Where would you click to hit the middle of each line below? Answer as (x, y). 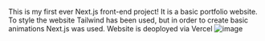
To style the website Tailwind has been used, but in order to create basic (128, 20)
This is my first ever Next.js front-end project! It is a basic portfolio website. (133, 12)
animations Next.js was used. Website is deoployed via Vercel (110, 29)
